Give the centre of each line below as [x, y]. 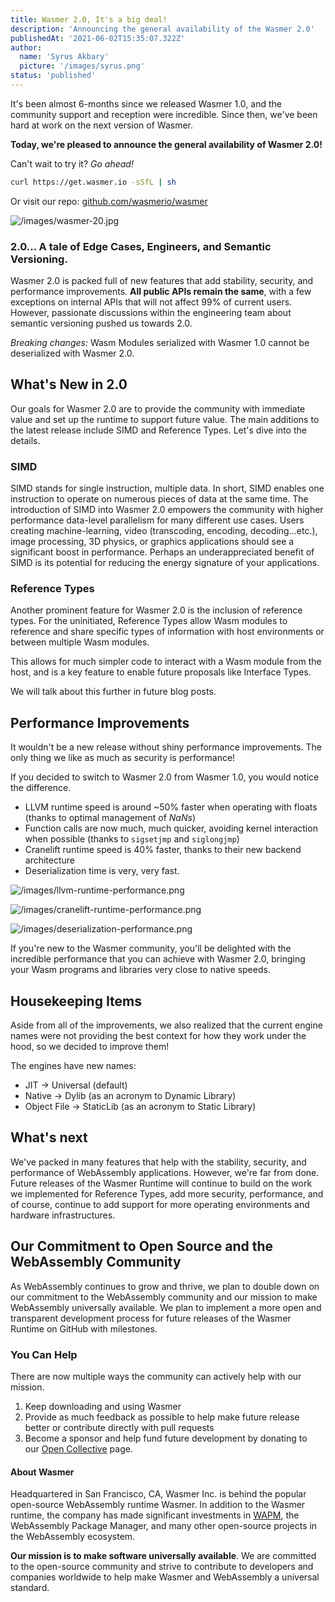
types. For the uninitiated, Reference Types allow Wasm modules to [149, 621]
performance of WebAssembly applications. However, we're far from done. [165, 1172]
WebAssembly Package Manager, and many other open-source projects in [164, 1526]
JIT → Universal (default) [76, 1085]
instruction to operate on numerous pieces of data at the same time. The [159, 499]
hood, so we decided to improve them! [90, 1047]
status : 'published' [53, 76]
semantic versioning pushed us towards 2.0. [101, 323]
